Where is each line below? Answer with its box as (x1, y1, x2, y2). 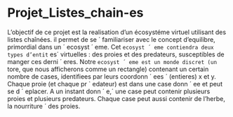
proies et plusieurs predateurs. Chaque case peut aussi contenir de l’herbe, (7, 94, 226, 102)
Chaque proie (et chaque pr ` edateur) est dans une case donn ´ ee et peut (7, 79, 223, 88)
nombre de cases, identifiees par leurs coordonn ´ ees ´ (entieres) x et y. (7, 72, 216, 81)
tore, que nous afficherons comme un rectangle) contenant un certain (7, 65, 209, 73)
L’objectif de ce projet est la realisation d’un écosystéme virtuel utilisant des (7, 28, 227, 36)
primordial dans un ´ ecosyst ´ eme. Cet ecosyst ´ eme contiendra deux (7, 42, 214, 51)
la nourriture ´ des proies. (7, 102, 81, 110)
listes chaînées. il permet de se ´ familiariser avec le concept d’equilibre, (7, 35, 215, 43)
